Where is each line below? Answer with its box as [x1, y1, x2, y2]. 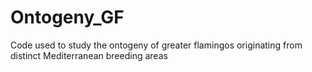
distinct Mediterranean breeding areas [10, 49, 168, 61]
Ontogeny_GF [10, 6, 125, 29]
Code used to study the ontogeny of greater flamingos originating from [10, 39, 303, 51]
